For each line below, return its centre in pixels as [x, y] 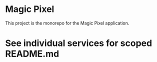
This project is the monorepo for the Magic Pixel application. [67, 23]
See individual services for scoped [79, 43]
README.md [32, 54]
